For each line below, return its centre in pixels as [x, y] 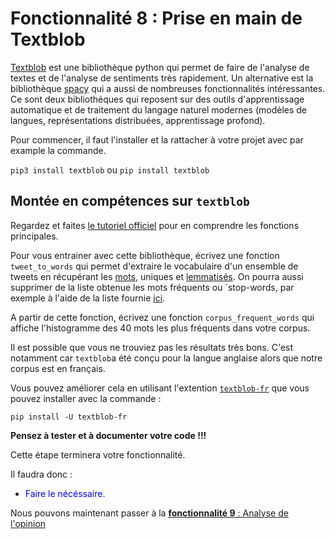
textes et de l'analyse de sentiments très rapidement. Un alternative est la [162, 78]
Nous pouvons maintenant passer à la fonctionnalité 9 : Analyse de [149, 513]
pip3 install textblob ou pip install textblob [110, 169]
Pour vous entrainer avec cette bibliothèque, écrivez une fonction [145, 255]
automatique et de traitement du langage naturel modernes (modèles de [159, 109]
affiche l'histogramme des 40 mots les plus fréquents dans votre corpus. [160, 328]
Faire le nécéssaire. [65, 493]
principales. [34, 236]
